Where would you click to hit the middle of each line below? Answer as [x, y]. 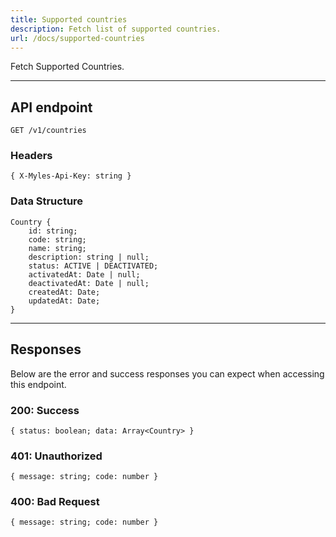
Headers [31, 156]
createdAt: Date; [64, 292]
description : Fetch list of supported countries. [116, 29]
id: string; [53, 231]
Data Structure [47, 201]
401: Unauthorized [56, 456]
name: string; [57, 248]
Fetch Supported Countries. [67, 67]
